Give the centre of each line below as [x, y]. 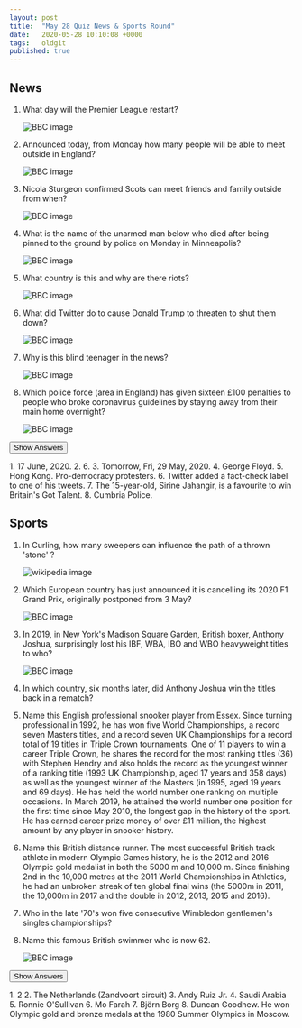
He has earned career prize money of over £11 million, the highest [144, 821]
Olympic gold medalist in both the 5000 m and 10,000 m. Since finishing [156, 867]
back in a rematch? [58, 698]
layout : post [34, 18]
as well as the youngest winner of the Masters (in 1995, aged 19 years [152, 782]
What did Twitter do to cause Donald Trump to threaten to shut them [149, 313]
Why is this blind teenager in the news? [95, 357]
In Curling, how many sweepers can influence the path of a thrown [146, 545]
